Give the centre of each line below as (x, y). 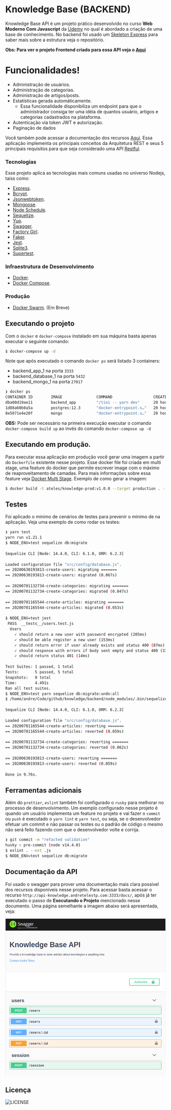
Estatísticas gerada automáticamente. (52, 101)
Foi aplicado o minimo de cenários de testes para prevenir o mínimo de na (83, 517)
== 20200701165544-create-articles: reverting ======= (65, 726)
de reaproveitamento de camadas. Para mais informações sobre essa (78, 473)
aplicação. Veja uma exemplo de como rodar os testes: (63, 522)
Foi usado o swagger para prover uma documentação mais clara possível (82, 884)
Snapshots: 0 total (28, 678)
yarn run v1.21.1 (24, 538)
